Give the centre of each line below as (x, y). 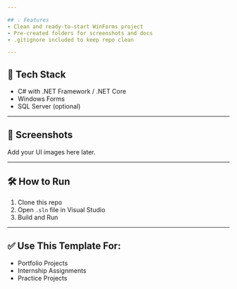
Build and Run (38, 217)
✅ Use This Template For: (64, 246)
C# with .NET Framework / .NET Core (72, 92)
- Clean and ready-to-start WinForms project (75, 26)
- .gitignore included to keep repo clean (71, 39)
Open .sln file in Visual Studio (61, 209)
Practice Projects (42, 278)
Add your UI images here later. (51, 152)
